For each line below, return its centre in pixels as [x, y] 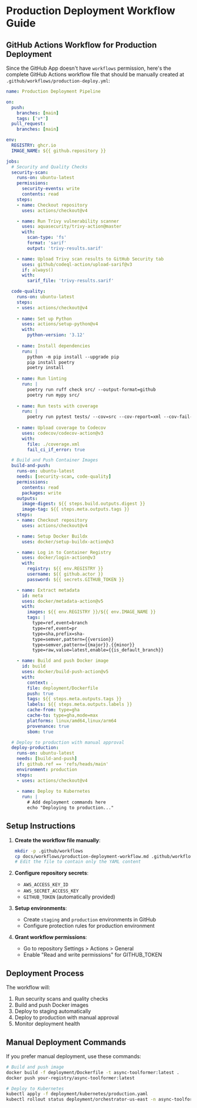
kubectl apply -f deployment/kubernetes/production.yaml [77, 1094]
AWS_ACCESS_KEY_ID [46, 885]
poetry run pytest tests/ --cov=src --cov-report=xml [94, 417]
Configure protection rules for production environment [89, 926]
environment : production [47, 769]
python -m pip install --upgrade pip [73, 357]
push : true [40, 694]
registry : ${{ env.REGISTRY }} [65, 569]
